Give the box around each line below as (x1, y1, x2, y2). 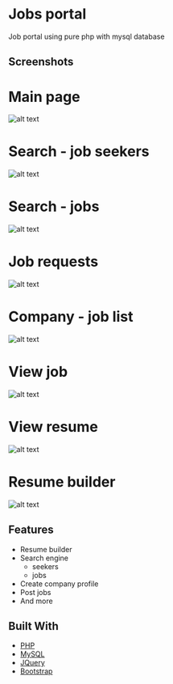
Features (8, 523, 54, 537)
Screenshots (8, 55, 74, 69)
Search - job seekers (8, 142, 150, 161)
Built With (8, 619, 59, 633)
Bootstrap (19, 666, 53, 676)
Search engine (19, 553, 69, 563)
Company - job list (8, 308, 134, 326)
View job (8, 363, 68, 381)
